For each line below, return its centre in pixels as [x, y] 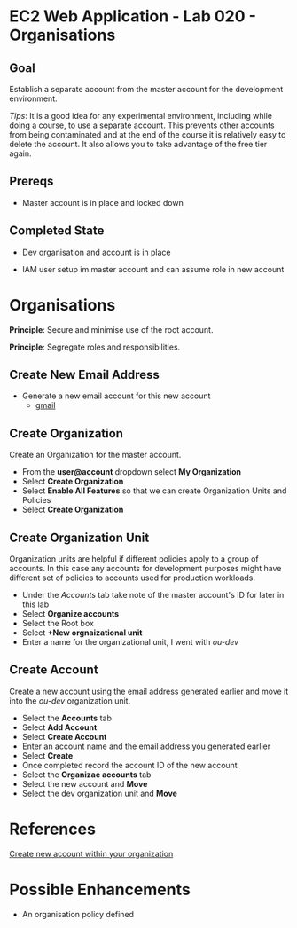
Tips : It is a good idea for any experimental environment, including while [141, 116]
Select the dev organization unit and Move [99, 793]
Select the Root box [58, 623]
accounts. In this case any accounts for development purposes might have [145, 568]
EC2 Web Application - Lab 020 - [133, 16]
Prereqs [31, 181]
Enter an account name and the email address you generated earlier [146, 746]
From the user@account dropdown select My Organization [132, 472]
